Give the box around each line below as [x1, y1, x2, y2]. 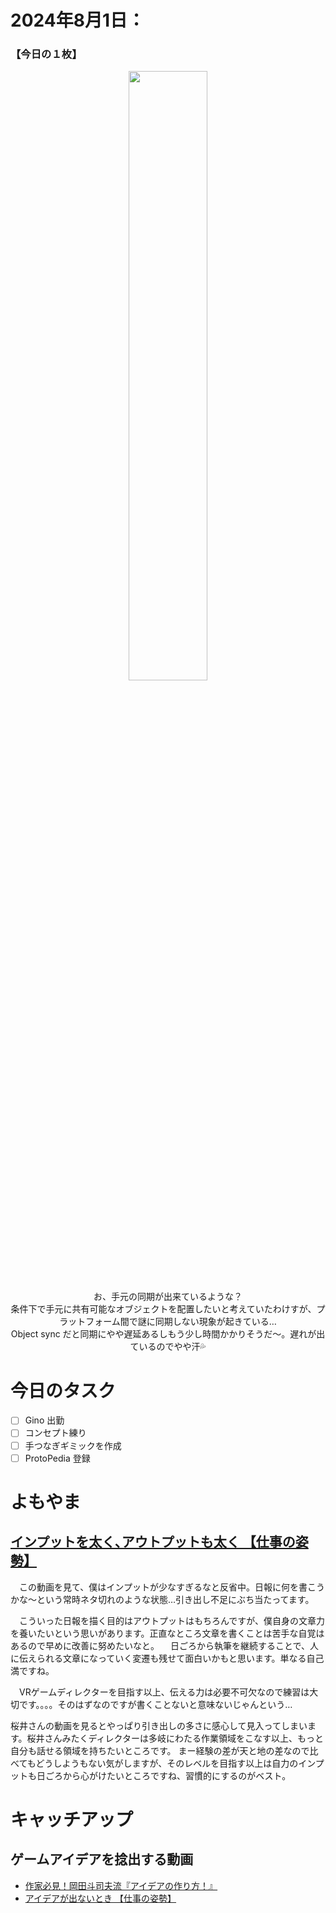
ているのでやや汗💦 [129, 1341, 207, 1353]
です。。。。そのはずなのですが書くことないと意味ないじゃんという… [18, 1698, 293, 1710]
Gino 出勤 [24, 1414, 65, 1426]
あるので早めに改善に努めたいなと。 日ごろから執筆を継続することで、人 [10, 1639, 319, 1651]
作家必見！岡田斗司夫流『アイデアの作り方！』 [24, 1879, 218, 1891]
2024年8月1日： [10, 9, 145, 32]
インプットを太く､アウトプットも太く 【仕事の [10, 1534, 296, 1551]
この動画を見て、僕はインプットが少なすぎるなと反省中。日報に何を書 [18, 1581, 308, 1593]
